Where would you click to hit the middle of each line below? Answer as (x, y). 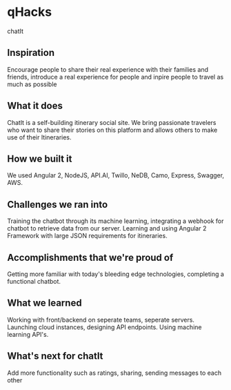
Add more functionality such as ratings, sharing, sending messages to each (114, 373)
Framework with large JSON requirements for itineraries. (87, 236)
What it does (35, 106)
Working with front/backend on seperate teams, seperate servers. (101, 320)
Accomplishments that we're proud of (90, 257)
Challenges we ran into (58, 204)
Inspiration (31, 53)
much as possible (32, 84)
